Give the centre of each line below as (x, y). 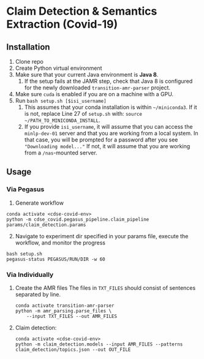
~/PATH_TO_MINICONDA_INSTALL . (62, 120)
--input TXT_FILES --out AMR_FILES (72, 316)
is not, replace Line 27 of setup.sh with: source (83, 114)
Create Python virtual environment (59, 68)
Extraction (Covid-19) (62, 24)
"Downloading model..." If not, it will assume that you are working (107, 146)
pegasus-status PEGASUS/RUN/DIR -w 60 (56, 259)
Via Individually (30, 274)
